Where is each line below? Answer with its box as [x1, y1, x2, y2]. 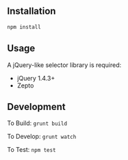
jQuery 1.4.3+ [16, 74, 55, 82]
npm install [7, 23, 41, 30]
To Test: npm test [7, 146, 56, 154]
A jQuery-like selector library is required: [7, 61, 122, 69]
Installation [7, 5, 56, 17]
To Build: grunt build [7, 119, 67, 127]
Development [7, 101, 66, 112]
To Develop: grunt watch [7, 133, 77, 141]
